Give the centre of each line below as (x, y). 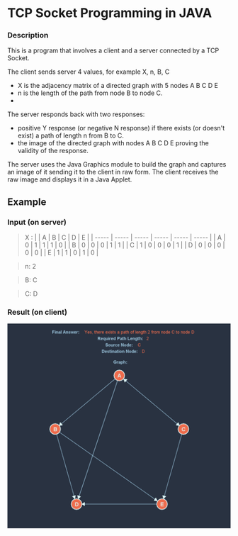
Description (28, 35)
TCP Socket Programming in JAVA (110, 13)
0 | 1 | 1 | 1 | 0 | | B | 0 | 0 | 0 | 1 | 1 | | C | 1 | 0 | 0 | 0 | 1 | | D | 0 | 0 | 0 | (125, 245)
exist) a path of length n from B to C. (70, 135)
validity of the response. (53, 151)
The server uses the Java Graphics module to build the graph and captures (117, 164)
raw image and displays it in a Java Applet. (70, 179)
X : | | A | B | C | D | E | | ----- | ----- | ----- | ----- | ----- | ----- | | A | (125, 238)
